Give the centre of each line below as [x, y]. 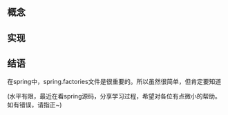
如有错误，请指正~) [35, 105]
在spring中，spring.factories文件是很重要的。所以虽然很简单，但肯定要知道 [114, 81]
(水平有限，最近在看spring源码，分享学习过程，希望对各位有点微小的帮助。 [114, 96]
